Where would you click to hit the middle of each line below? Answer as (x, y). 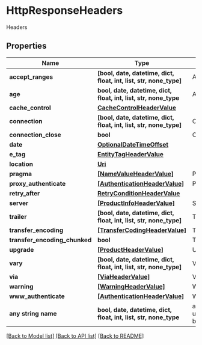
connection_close (35, 135)
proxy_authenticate (38, 183)
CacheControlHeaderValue (136, 108)
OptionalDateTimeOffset (133, 144)
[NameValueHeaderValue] (136, 174)
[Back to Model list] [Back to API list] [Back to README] (75, 336)
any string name (33, 313)
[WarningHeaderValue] (131, 286)
